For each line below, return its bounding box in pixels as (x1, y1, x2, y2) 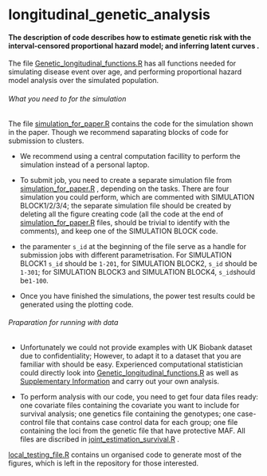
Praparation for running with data (8, 318, 119, 327)
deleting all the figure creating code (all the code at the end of (19, 209, 224, 219)
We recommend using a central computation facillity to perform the (19, 151, 241, 161)
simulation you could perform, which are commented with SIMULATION (19, 192, 255, 201)
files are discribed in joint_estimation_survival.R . (19, 434, 179, 444)
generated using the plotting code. (19, 299, 134, 309)
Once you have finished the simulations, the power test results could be (19, 291, 256, 300)
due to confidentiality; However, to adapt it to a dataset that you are (19, 351, 241, 360)
